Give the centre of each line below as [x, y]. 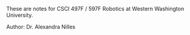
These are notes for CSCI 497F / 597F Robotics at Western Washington [95, 9]
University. [20, 15]
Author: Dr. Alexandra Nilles [41, 27]
